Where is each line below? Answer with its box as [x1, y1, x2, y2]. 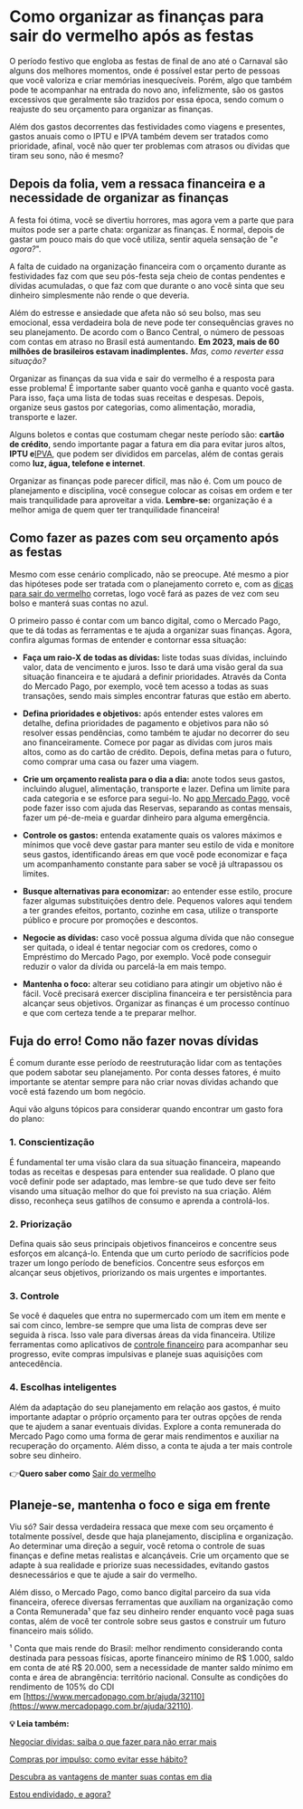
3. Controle [9, 1289, 60, 1302]
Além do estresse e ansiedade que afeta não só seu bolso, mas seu [9, 307, 261, 318]
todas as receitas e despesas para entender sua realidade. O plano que [9, 1166, 276, 1177]
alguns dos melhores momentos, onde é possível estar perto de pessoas [9, 65, 280, 76]
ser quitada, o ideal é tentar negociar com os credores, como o [22, 942, 258, 952]
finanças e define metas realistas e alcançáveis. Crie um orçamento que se [9, 1550, 289, 1561]
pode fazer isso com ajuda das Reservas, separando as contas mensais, [22, 802, 292, 813]
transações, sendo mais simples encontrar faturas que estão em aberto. [22, 690, 291, 701]
